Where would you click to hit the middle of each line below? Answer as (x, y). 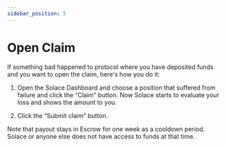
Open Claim (41, 47)
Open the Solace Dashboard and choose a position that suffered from (116, 88)
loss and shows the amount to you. (67, 102)
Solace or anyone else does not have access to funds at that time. (101, 136)
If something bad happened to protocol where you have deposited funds (111, 67)
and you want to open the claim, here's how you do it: (84, 74)
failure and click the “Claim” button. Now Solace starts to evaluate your (118, 95)
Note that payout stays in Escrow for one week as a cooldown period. (106, 129)
